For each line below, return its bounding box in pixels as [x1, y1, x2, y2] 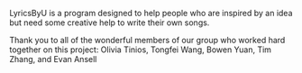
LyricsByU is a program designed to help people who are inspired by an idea [9, 8, 293, 18]
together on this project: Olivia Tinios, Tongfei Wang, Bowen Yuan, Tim [9, 44, 272, 55]
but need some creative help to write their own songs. [9, 17, 210, 28]
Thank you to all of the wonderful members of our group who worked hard [9, 35, 286, 45]
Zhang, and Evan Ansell [9, 54, 97, 64]
